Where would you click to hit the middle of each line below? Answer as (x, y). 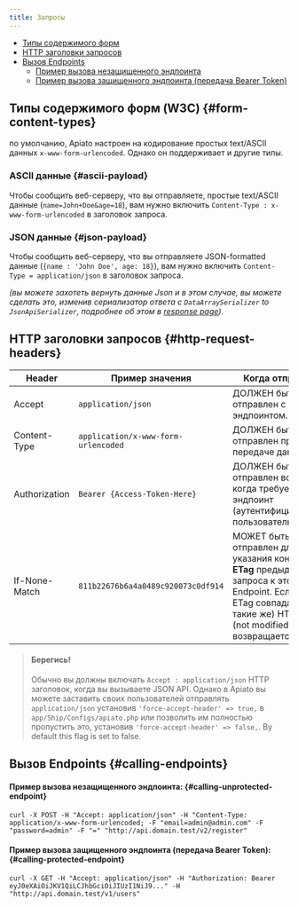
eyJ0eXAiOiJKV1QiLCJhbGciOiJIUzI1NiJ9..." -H (94, 886)
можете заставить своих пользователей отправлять (130, 698)
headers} (35, 353)
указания (252, 558)
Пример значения (151, 378)
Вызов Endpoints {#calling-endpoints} (119, 764)
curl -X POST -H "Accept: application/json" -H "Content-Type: (129, 815)
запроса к (254, 580)
